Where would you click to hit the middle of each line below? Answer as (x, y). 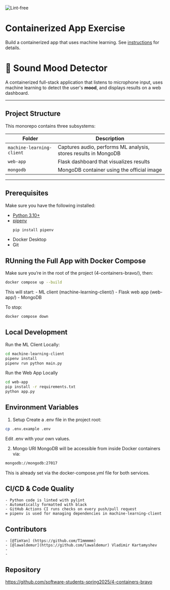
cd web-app (17, 382)
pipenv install (21, 358)
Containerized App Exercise (65, 28)
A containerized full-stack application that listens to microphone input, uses (84, 82)
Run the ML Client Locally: (32, 344)
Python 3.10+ (26, 215)
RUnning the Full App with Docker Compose (76, 261)
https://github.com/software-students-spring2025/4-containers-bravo (79, 582)
